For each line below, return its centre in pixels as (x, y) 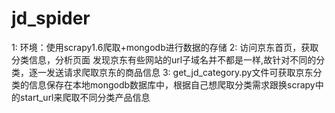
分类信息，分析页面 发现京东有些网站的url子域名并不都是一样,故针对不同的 (164, 59)
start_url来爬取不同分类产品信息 (85, 97)
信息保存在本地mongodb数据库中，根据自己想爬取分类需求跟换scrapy (172, 84)
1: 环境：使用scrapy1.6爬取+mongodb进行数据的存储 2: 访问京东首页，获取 (165, 47)
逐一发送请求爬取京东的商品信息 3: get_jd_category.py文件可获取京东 (171, 72)
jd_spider (51, 18)
